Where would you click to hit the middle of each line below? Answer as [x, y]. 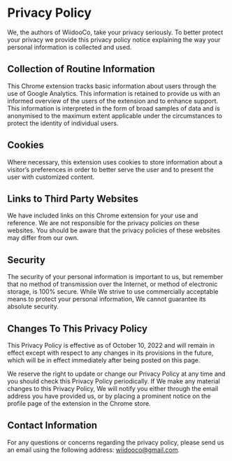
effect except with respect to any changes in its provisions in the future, [110, 353]
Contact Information [52, 426]
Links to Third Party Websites [73, 198]
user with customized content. [51, 177]
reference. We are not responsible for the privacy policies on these [103, 223]
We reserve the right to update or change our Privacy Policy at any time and [116, 374]
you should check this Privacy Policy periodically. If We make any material [114, 381]
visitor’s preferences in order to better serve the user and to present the [111, 169]
